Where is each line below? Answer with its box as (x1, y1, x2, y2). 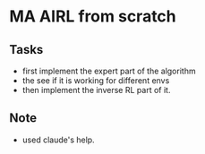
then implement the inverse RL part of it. (21, 85, 171, 95)
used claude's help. (21, 134, 96, 145)
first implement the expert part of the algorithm (21, 65, 196, 76)
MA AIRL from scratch (9, 6, 176, 27)
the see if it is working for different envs (21, 75, 170, 86)
